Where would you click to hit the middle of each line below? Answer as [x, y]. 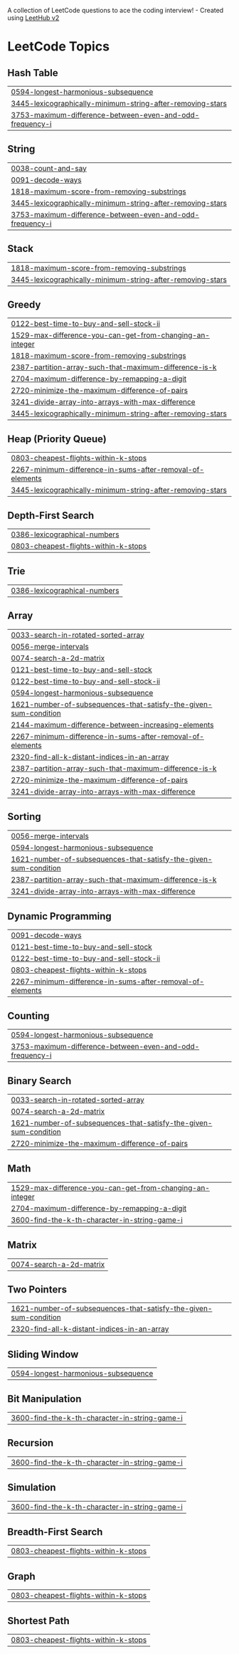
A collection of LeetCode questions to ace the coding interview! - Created [116, 10]
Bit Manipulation [44, 1399]
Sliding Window [43, 1354]
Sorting [24, 817]
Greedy [24, 305]
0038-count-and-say [49, 168]
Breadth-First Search [55, 1532]
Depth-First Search [51, 515]
